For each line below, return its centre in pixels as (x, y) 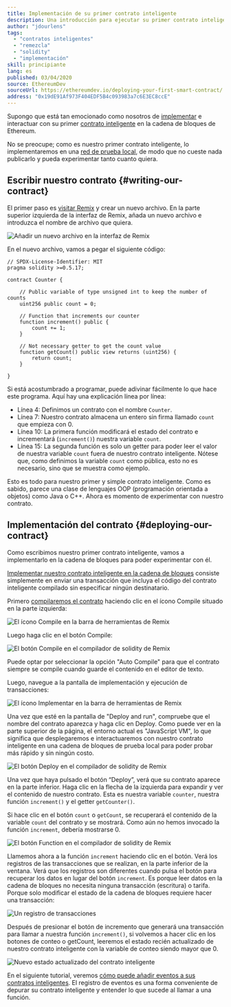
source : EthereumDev (37, 84)
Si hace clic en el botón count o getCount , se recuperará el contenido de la (112, 815)
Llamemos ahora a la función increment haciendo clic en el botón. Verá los (112, 856)
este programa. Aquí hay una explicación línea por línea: (87, 396)
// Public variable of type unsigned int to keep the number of (113, 292)
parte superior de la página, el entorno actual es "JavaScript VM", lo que (109, 731)
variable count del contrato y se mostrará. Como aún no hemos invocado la (113, 822)
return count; (52, 358)
